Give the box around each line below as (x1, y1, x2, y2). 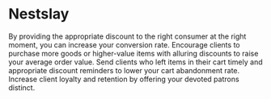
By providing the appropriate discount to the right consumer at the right (8, 31, 247, 41)
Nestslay (8, 5, 70, 23)
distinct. (8, 82, 36, 93)
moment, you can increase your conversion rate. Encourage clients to (8, 39, 240, 49)
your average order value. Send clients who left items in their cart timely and (8, 57, 263, 67)
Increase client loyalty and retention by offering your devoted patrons (8, 74, 240, 84)
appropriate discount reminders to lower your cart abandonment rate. (8, 65, 240, 75)
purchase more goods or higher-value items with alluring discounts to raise (8, 48, 259, 58)
